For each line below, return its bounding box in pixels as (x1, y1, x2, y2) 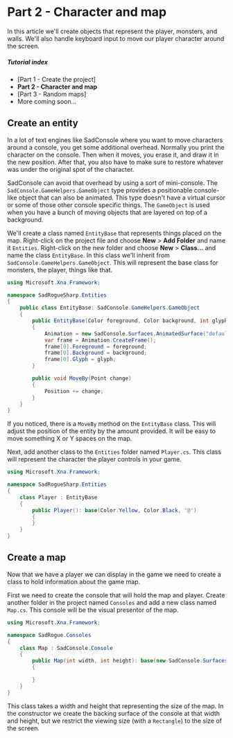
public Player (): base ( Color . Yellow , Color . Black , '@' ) (32, 507, 197, 513)
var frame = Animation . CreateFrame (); (44, 337, 157, 344)
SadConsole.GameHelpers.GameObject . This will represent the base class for (7, 258, 218, 267)
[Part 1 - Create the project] (17, 75, 96, 83)
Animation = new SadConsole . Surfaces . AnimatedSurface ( (44, 330, 207, 337)
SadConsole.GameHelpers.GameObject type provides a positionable (7, 186, 193, 194)
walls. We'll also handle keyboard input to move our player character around (7, 34, 225, 42)
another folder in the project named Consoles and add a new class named (7, 598, 217, 606)
